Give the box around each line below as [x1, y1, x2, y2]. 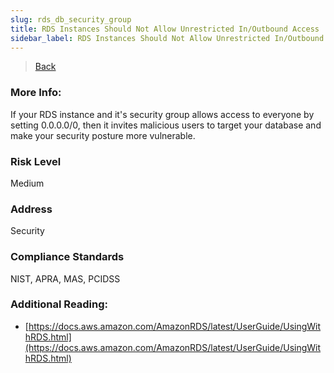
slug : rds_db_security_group [10, 14, 132, 25]
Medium [10, 177, 45, 189]
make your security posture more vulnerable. [10, 129, 196, 141]
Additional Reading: [10, 297, 109, 311]
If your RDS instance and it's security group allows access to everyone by [10, 108, 315, 120]
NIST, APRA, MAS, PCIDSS [10, 272, 121, 285]
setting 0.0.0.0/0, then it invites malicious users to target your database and [10, 119, 322, 131]
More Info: [10, 86, 62, 100]
